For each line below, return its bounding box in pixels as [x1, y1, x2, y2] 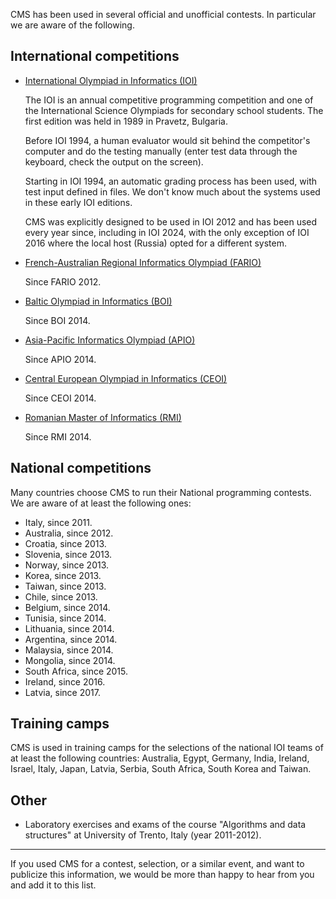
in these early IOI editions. [24, 196, 133, 208]
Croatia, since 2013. [24, 537, 107, 549]
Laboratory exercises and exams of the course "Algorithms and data [24, 819, 307, 831]
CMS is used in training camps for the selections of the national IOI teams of [10, 742, 324, 754]
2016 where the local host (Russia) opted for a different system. [24, 237, 287, 249]
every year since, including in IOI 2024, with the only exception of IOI [24, 226, 310, 238]
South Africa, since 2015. [24, 665, 129, 677]
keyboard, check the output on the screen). [24, 155, 204, 168]
